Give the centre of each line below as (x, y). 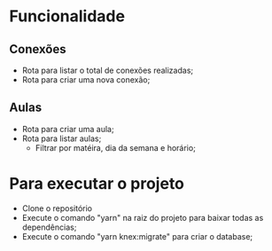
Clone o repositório (57, 208)
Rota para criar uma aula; (68, 129)
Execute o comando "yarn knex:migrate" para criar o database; (137, 236)
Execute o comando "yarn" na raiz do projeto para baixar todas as (143, 217)
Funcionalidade (67, 16)
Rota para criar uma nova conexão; (86, 80)
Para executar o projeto (97, 184)
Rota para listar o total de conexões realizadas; (107, 70)
